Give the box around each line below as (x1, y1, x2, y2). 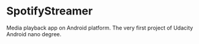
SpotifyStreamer (6, 4, 93, 18)
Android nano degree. (6, 30, 62, 37)
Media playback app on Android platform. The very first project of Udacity (6, 24, 193, 31)
